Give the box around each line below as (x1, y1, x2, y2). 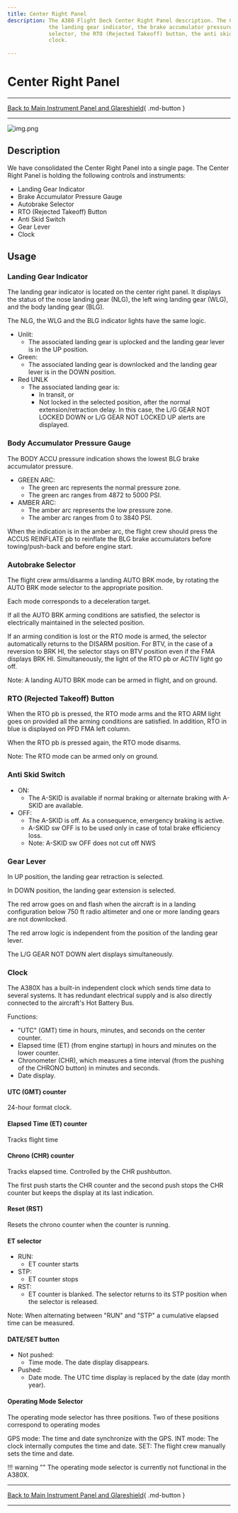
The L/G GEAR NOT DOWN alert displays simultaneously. (7, 950, 174, 958)
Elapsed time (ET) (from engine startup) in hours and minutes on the (17, 1041, 217, 1050)
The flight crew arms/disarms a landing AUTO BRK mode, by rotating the (7, 576, 220, 584)
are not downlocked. (7, 914, 67, 923)
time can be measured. (7, 1319, 75, 1327)
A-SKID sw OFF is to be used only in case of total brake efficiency (28, 823, 221, 832)
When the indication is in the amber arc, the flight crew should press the (7, 527, 218, 535)
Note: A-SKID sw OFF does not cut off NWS (28, 839, 156, 847)
